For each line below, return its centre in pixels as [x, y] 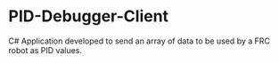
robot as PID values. [45, 50]
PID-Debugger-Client [89, 16]
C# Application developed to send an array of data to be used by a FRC [139, 41]
